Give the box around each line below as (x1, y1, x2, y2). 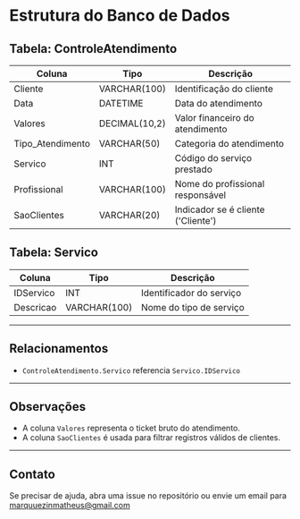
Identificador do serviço (141, 286, 242, 299)
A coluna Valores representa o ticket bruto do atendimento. (21, 422, 241, 434)
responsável (174, 189, 226, 201)
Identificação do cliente (174, 82, 274, 95)
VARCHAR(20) (98, 209, 161, 221)
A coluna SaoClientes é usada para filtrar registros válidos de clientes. (21, 432, 281, 443)
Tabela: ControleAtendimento (9, 41, 178, 56)
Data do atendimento (174, 98, 263, 109)
